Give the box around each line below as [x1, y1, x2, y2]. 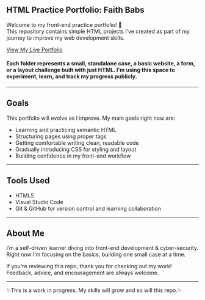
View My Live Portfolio [6, 46, 63, 53]
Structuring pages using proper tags [15, 133, 107, 140]
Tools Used [6, 175, 50, 186]
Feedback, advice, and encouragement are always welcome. [6, 269, 159, 277]
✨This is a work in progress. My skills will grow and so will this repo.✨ [6, 287, 182, 294]
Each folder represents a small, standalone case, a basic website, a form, [6, 60, 195, 67]
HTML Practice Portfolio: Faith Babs [6, 5, 145, 15]
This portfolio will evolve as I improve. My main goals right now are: [6, 114, 176, 122]
